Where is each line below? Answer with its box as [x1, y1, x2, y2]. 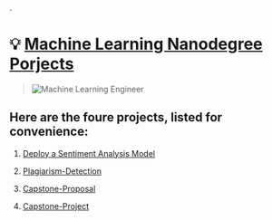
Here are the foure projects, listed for [9, 110, 223, 125]
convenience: [9, 124, 89, 139]
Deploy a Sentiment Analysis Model [22, 148, 156, 158]
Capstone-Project [22, 200, 90, 211]
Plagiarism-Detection [22, 166, 102, 177]
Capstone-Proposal [22, 183, 96, 194]
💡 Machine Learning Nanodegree [9, 34, 263, 54]
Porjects [9, 53, 74, 74]
